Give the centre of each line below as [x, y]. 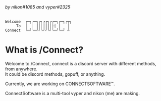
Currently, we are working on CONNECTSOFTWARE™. [60, 84]
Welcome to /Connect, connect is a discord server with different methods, [81, 64]
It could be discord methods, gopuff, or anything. [55, 74]
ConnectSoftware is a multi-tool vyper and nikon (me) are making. [73, 94]
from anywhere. [21, 69]
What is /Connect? [44, 50]
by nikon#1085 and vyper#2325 [38, 7]
